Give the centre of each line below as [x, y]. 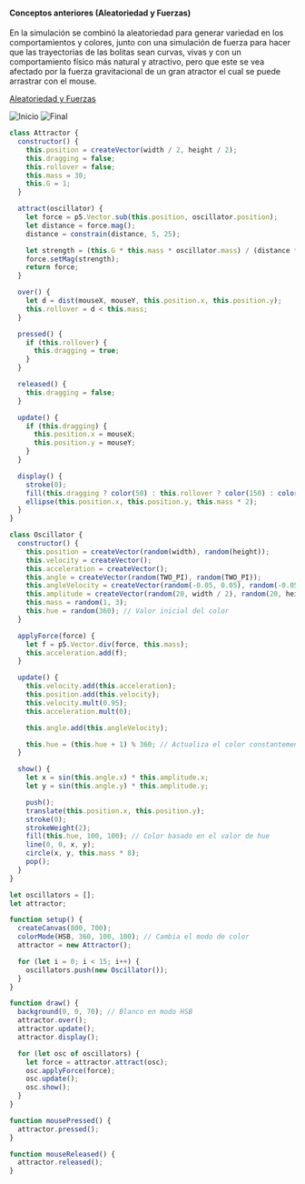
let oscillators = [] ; [52, 895]
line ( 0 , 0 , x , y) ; [60, 845]
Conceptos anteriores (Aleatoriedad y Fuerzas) [100, 13]
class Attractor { [44, 133]
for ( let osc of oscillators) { [79, 1054]
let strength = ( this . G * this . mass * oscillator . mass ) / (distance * [162, 250]
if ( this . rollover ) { [66, 342]
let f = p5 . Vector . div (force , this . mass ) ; [107, 644]
